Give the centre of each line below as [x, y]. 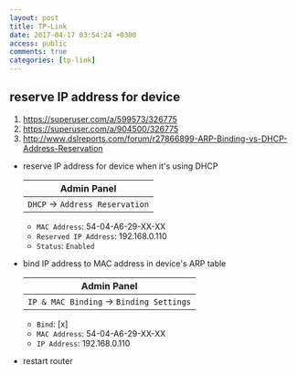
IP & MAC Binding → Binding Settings [109, 301]
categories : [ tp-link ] [53, 60]
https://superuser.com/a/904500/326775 [101, 129]
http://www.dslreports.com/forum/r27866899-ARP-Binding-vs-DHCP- [155, 139]
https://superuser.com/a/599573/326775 [100, 119]
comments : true [38, 52]
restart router [48, 360]
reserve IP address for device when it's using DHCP [120, 166]
